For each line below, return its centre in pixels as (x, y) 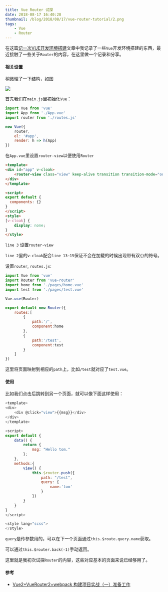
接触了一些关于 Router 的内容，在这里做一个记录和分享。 (66, 54)
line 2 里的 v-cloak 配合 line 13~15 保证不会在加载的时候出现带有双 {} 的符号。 (83, 256)
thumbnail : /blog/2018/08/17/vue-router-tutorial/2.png (64, 19)
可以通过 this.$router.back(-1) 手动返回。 (48, 549)
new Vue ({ (15, 127)
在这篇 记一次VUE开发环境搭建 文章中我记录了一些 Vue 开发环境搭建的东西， (81, 48)
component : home (48, 326)
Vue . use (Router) (22, 299)
